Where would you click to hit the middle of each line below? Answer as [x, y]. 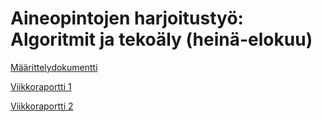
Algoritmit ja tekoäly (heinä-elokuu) [161, 39]
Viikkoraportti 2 [42, 106]
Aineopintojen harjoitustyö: [127, 18]
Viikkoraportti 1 [41, 86]
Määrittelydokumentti [54, 67]
